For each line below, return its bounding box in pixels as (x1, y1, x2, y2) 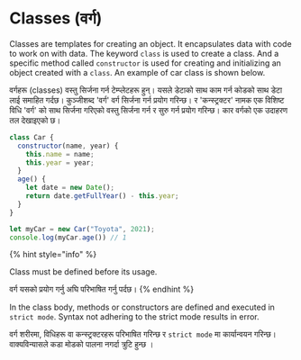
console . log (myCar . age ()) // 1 (9, 233, 127, 242)
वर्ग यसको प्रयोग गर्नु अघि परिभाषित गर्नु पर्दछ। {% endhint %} (9, 283, 195, 295)
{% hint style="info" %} (9, 249, 97, 260)
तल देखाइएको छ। (9, 114, 61, 125)
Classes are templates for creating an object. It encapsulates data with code (9, 38, 292, 49)
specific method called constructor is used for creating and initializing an (9, 58, 282, 68)
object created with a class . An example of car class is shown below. (9, 67, 266, 77)
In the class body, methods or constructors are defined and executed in (9, 301, 275, 313)
